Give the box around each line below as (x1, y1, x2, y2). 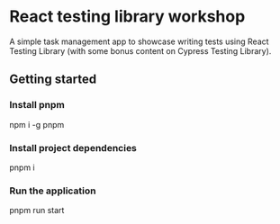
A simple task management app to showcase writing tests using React (9, 36, 269, 47)
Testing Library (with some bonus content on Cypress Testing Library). (9, 45, 272, 56)
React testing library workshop (9, 6, 246, 27)
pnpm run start (9, 205, 65, 216)
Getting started (9, 72, 97, 87)
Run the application (9, 184, 96, 197)
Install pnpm (9, 99, 65, 112)
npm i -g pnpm (9, 119, 65, 130)
